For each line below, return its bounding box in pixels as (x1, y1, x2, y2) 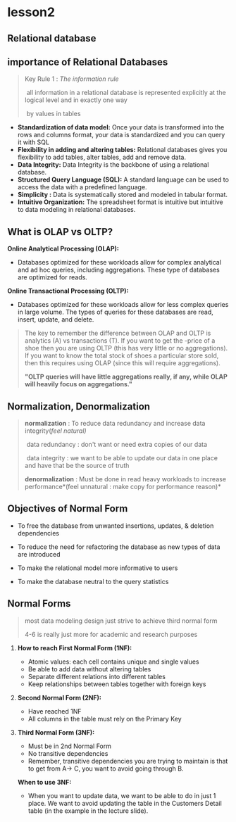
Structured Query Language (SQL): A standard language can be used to (17, 175, 229, 184)
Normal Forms (7, 597, 71, 609)
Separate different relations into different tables (27, 672, 166, 681)
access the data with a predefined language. (17, 183, 147, 191)
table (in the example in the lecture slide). (27, 807, 149, 815)
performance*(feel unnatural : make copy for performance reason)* (24, 483, 221, 491)
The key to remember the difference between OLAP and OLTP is (24, 329, 211, 338)
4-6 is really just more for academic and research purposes (24, 630, 198, 638)
